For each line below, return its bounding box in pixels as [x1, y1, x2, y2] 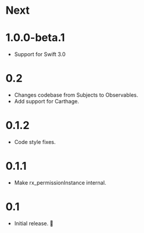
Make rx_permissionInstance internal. [14, 179, 107, 186]
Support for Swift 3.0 [14, 51, 66, 58]
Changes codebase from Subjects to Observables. [14, 91, 138, 99]
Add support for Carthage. [14, 98, 80, 105]
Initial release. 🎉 [14, 219, 54, 227]
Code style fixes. [14, 139, 56, 145]
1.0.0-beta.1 [5, 31, 65, 45]
